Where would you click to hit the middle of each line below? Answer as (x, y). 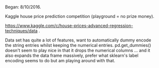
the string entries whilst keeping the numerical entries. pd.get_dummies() (78, 45)
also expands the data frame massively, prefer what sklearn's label (72, 55)
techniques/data (21, 31)
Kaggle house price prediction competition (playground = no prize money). (80, 16)
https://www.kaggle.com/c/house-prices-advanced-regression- (69, 26)
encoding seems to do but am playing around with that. (60, 61)
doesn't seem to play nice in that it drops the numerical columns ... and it (78, 50)
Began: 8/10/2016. (23, 7)
